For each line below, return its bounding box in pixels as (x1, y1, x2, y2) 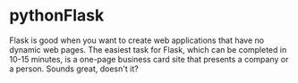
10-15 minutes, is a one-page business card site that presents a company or (9, 54, 289, 64)
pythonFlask (9, 5, 105, 26)
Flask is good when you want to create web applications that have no (9, 35, 265, 46)
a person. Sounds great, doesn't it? (9, 63, 139, 74)
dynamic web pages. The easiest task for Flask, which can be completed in (9, 44, 287, 54)
